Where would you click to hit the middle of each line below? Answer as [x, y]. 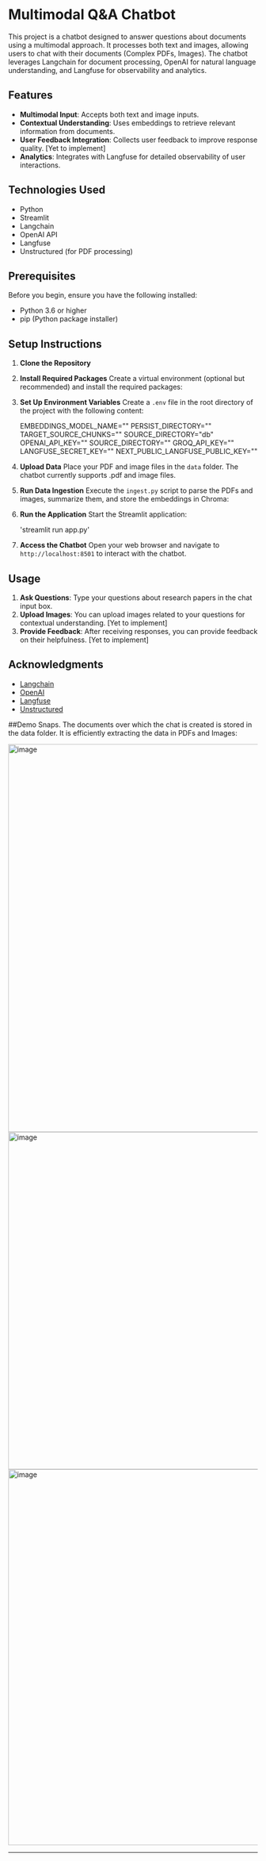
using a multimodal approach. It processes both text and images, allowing [129, 44]
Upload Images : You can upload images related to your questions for [132, 614]
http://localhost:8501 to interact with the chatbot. [103, 554]
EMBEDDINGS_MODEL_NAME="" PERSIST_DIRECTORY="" [116, 426]
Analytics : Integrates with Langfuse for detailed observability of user [132, 156]
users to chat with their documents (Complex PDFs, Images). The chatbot [128, 53]
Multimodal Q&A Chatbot [92, 15]
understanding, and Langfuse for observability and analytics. [108, 70]
